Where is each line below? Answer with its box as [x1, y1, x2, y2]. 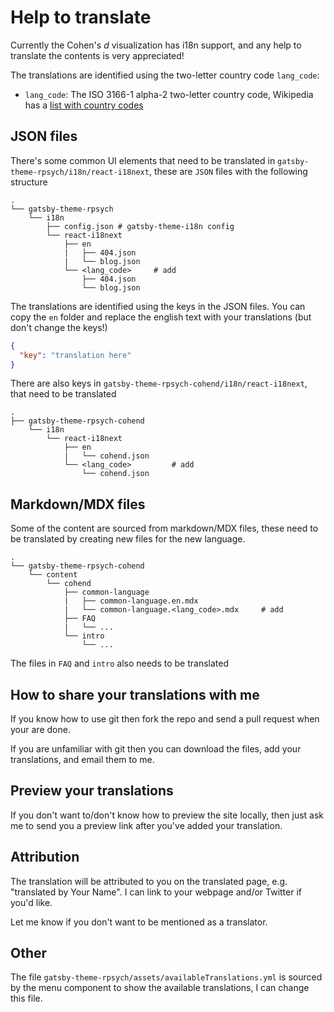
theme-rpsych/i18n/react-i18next [10, 167, 150, 177]
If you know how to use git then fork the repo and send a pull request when [10, 713, 320, 725]
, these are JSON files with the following [148, 165, 308, 177]
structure [10, 176, 48, 188]
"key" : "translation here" [19, 350, 132, 360]
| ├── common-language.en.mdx [63, 596, 199, 606]
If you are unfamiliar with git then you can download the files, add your [10, 743, 302, 755]
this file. [10, 992, 43, 1005]
